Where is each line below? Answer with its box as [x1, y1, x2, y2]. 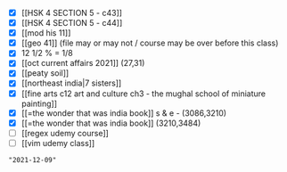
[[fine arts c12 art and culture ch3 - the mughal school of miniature [20, 88, 266, 99]
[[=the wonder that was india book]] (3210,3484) [20, 118, 201, 128]
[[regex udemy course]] [20, 127, 109, 138]
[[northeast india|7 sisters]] [20, 78, 122, 88]
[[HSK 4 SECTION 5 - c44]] [20, 18, 123, 29]
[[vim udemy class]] [20, 137, 95, 148]
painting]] [20, 98, 58, 109]
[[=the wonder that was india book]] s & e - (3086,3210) [20, 107, 227, 119]
